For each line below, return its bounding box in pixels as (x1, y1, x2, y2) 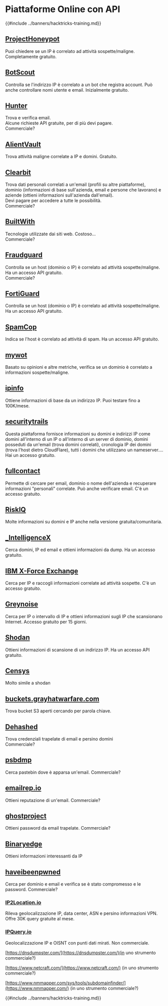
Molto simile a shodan (5, 680, 51, 686)
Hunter (5, 101, 28, 110)
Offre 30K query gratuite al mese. (5, 916, 75, 922)
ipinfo (5, 384, 24, 392)
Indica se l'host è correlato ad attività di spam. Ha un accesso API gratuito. (5, 336, 159, 342)
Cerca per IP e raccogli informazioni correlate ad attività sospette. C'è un (5, 580, 156, 586)
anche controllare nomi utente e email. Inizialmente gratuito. (5, 87, 129, 93)
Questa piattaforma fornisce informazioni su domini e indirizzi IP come (5, 431, 150, 437)
